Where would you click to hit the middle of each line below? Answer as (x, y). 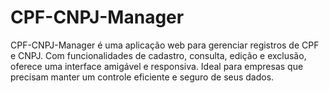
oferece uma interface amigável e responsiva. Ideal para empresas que (157, 66)
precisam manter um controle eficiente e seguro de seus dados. (142, 77)
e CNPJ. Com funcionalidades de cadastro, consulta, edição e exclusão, (158, 55)
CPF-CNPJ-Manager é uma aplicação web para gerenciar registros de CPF (165, 45)
